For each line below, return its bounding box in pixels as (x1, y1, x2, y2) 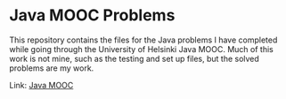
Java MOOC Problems (9, 5, 176, 26)
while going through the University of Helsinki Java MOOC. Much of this (9, 43, 274, 54)
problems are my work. (9, 63, 94, 73)
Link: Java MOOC (9, 80, 74, 90)
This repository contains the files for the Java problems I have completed (9, 34, 278, 45)
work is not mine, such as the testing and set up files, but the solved (9, 53, 260, 64)
